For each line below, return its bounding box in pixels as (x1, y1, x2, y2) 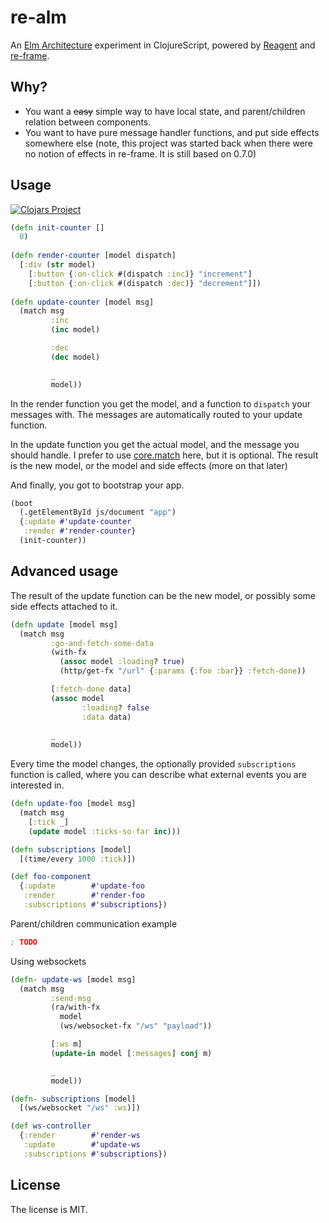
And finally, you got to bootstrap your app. (10, 479, 185, 491)
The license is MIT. (10, 1203, 88, 1215)
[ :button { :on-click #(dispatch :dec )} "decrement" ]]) (28, 278, 262, 288)
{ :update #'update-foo (19, 881, 145, 891)
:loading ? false (81, 702, 150, 713)
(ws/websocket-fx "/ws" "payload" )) (59, 1021, 213, 1031)
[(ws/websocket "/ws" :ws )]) (19, 1103, 141, 1113)
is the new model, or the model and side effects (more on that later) (10, 459, 288, 471)
